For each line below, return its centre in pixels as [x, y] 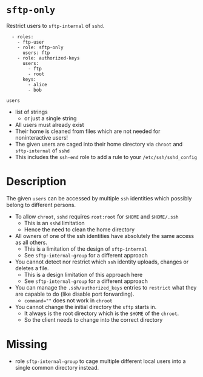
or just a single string [50, 118]
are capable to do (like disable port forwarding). [75, 294]
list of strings [32, 112]
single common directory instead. [57, 367]
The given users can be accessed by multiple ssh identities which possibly [99, 198]
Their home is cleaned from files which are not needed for [88, 131]
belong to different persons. [41, 205]
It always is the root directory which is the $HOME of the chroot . [101, 313]
